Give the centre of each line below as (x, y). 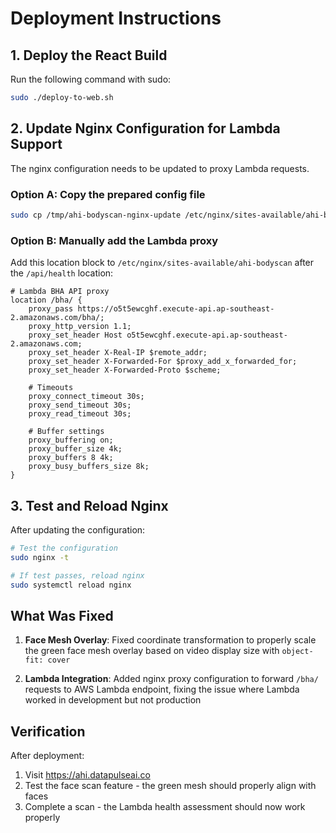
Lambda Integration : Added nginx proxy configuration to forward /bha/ (171, 679)
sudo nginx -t (40, 557)
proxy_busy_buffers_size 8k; (89, 467)
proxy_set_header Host (75, 335)
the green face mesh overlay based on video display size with (152, 651)
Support (36, 144)
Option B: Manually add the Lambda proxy (114, 240)
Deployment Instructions (116, 18)
